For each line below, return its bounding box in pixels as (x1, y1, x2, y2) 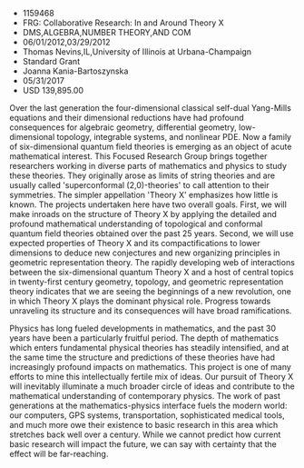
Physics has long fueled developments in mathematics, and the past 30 (9, 323, 277, 334)
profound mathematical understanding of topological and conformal (9, 218, 263, 229)
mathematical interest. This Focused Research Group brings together (9, 151, 268, 162)
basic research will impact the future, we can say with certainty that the (9, 439, 277, 449)
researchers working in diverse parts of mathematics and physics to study (9, 161, 288, 171)
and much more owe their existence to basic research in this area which (9, 420, 279, 430)
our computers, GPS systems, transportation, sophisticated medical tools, (9, 410, 286, 421)
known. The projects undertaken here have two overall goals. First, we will (9, 199, 288, 210)
